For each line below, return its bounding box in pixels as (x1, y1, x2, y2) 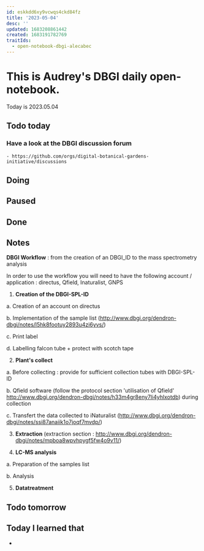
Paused (6, 196, 36, 206)
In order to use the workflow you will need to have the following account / (6, 272, 192, 280)
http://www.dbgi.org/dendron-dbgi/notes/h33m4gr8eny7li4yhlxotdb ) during (6, 393, 198, 401)
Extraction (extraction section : (15, 430, 94, 437)
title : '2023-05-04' (6, 15, 59, 21)
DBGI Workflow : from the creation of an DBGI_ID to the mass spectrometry (6, 254, 197, 261)
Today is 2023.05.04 (6, 102, 59, 110)
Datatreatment (15, 484, 54, 491)
